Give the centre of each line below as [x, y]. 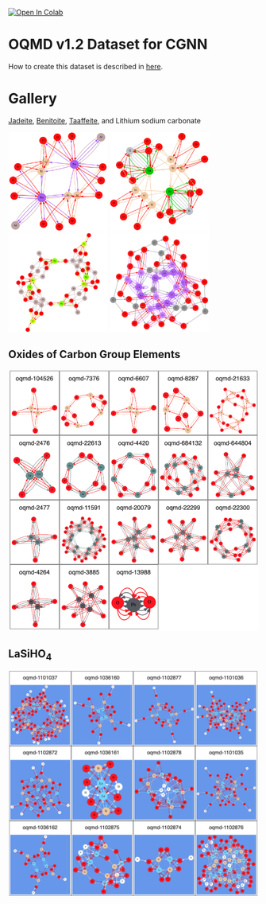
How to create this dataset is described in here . [86, 66]
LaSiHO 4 [30, 655]
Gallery [33, 99]
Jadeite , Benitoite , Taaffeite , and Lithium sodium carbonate [104, 120]
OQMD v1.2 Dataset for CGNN [108, 45]
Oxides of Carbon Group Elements [94, 355]
